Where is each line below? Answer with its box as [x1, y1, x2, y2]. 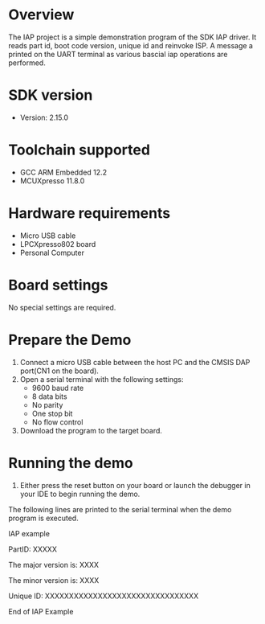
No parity [31, 400, 63, 409]
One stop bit [31, 408, 73, 418]
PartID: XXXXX [8, 544, 58, 554]
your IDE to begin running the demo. [19, 489, 141, 499]
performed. [8, 58, 46, 68]
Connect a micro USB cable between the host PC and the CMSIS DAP [19, 357, 251, 367]
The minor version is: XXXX [8, 575, 100, 585]
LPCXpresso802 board [19, 239, 96, 248]
